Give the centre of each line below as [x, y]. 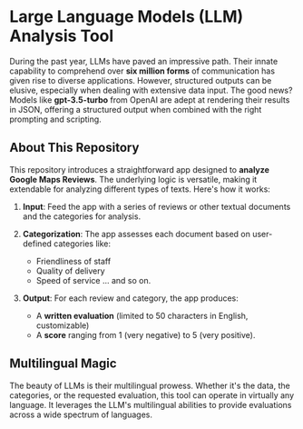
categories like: [83, 244]
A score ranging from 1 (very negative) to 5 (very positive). [146, 334]
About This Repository [74, 148]
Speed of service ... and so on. [93, 280]
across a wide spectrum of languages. [81, 414]
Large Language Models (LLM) [127, 17]
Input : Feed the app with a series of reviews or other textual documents [156, 206]
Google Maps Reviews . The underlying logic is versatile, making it [133, 179]
